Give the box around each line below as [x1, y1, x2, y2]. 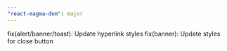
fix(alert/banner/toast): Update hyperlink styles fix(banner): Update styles [7, 29, 221, 38]
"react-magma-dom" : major [7, 10, 83, 17]
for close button [7, 36, 54, 45]
